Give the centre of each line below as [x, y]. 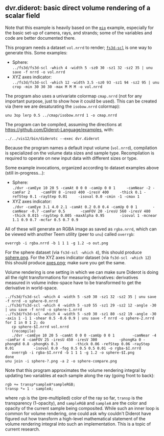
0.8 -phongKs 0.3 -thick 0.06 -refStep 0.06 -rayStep [86, 344]
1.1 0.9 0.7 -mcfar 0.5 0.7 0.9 [45, 220]
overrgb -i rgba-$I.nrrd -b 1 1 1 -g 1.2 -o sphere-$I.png [73, 353]
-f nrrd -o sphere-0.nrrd [31, 301]
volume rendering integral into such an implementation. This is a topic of [78, 424]
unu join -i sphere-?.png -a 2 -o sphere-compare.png [61, 361]
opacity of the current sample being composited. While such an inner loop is [82, 408]
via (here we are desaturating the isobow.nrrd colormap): [63, 106]
